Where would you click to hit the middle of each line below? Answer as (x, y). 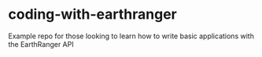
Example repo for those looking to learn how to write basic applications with (131, 36)
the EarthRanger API (41, 44)
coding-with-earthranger (92, 14)
